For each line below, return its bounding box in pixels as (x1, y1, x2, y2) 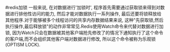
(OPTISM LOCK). (5, 42, 41, 47)
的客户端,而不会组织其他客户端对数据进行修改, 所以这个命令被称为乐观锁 (5, 36, 156, 42)
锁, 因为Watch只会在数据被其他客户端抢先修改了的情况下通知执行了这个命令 (5, 30, 163, 35)
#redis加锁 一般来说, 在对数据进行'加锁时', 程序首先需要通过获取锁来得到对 (5, 5, 161, 10)
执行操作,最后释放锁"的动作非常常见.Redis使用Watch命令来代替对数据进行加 (5, 23, 164, 29)
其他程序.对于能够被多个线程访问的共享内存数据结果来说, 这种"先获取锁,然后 (5, 17, 164, 23)
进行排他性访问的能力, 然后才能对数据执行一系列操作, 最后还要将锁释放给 (9, 11, 161, 17)
